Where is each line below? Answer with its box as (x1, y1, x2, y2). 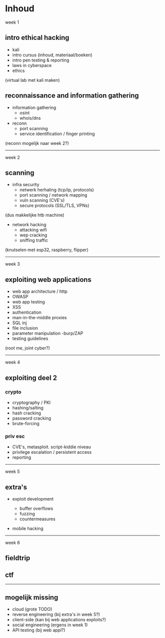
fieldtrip (5, 554, 30, 562)
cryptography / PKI (12, 400, 51, 405)
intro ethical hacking (5, 34, 70, 42)
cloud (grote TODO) (12, 606, 53, 612)
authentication (12, 309, 42, 315)
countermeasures (19, 516, 55, 522)
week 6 (5, 539, 20, 545)
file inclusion (12, 325, 38, 331)
